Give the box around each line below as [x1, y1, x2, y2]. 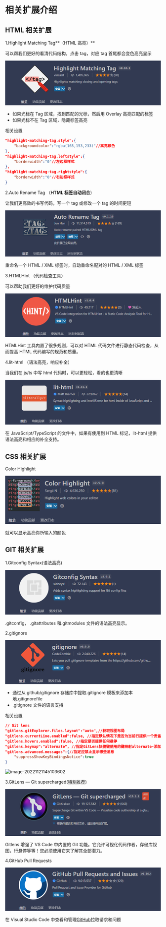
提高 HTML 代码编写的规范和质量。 [9, 349, 81, 355]
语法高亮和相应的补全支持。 [5, 436, 62, 442]
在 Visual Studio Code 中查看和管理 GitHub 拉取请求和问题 [5, 916, 121, 923]
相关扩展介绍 [5, 4, 58, 16]
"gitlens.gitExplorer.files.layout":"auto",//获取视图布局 [5, 729, 125, 734]
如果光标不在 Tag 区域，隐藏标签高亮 [12, 117, 88, 123]
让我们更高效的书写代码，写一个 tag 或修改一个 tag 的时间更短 [5, 200, 131, 206]
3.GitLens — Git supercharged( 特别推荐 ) [5, 779, 87, 785]
